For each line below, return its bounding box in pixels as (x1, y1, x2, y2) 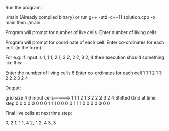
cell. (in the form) (5, 45, 42, 50)
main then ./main (5, 20, 41, 25)
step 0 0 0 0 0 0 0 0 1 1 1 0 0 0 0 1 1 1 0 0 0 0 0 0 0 (5, 100, 110, 106)
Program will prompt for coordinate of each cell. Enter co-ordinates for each (5, 39, 164, 45)
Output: (5, 85, 21, 91)
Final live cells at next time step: (5, 110, 72, 116)
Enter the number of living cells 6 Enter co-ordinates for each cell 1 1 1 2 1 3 (5, 70, 162, 76)
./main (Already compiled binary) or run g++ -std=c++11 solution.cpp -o (5, 14, 156, 20)
